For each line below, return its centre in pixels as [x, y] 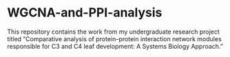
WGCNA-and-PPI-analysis [85, 13]
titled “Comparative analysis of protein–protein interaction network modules [114, 38]
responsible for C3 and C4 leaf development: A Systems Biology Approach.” [115, 46]
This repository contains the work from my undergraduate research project [114, 32]
